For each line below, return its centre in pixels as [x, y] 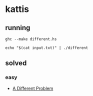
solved [16, 63]
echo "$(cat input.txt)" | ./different [47, 48]
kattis [17, 9]
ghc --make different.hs [31, 39]
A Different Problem [33, 88]
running [18, 28]
